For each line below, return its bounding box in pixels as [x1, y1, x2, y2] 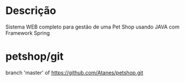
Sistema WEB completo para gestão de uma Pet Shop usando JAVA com [5, 23, 180, 30]
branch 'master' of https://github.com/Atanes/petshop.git [5, 69, 144, 76]
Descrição [5, 4, 57, 17]
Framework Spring [5, 29, 50, 36]
